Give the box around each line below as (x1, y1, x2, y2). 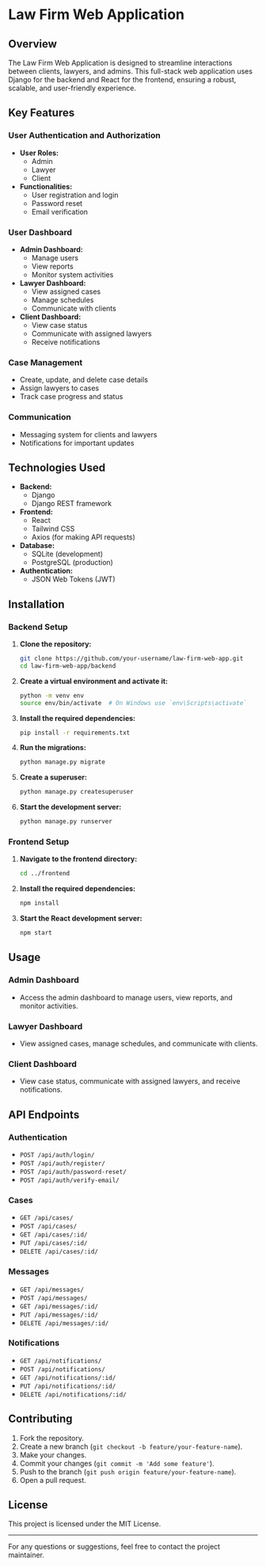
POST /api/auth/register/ (19, 1159, 105, 1168)
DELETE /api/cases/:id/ (19, 1248, 99, 1256)
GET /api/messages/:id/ (19, 1302, 99, 1310)
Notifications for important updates (19, 438, 135, 448)
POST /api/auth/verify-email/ (19, 1176, 120, 1184)
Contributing (8, 1412, 73, 1426)
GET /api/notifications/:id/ (19, 1374, 116, 1381)
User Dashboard (8, 227, 73, 238)
